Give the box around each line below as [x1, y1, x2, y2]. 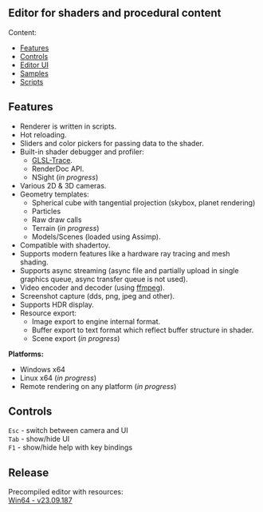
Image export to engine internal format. [31, 316, 161, 326]
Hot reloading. [19, 129, 67, 139]
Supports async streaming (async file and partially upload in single [19, 265, 239, 275]
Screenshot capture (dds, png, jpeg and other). [19, 291, 175, 300]
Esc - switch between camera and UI [8, 426, 129, 435]
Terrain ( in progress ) [31, 223, 100, 232]
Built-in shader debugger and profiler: [19, 147, 145, 157]
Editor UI [19, 60, 49, 69]
